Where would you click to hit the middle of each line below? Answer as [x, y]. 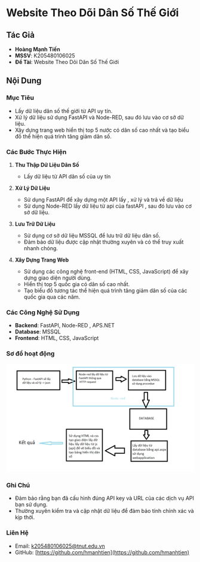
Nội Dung [24, 81]
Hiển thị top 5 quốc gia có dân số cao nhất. [77, 284]
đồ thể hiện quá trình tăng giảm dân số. [63, 136]
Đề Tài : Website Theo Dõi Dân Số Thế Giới [67, 62]
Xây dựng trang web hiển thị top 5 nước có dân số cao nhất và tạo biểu [102, 130]
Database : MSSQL [38, 332]
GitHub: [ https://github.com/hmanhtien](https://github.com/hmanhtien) [102, 552]
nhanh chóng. [41, 248]
